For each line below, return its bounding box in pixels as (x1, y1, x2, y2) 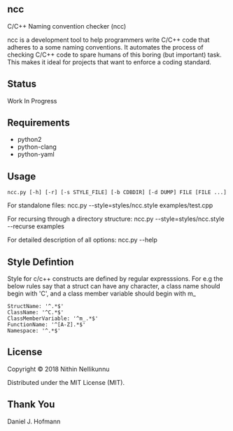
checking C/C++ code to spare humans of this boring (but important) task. (7, 50, 222, 59)
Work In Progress (7, 96, 57, 105)
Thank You (7, 399, 55, 411)
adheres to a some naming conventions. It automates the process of (7, 43, 204, 51)
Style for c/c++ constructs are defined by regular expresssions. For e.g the (7, 275, 223, 283)
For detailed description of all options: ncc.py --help (7, 235, 157, 244)
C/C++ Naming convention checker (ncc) (7, 22, 127, 30)
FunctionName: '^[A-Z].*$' (7, 321, 86, 328)
